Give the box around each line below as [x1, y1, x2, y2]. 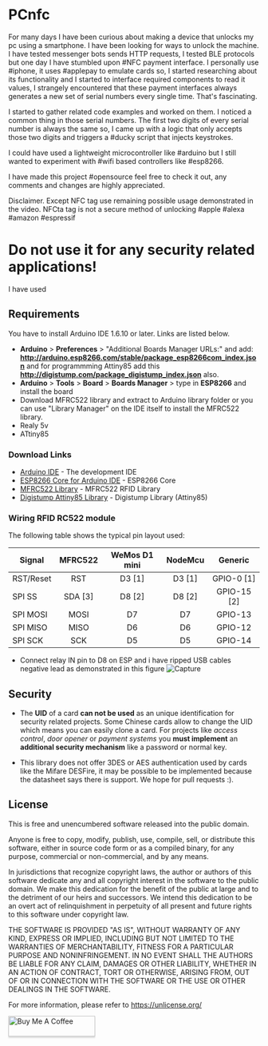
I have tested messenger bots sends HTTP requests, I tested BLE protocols [8, 49, 255, 58]
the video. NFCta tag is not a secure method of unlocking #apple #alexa [8, 204, 245, 213]
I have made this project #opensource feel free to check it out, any [8, 172, 227, 181]
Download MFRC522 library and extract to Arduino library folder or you [19, 395, 254, 404]
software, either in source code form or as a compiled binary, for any [8, 843, 235, 853]
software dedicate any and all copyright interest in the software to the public [8, 875, 259, 885]
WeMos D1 [110, 550, 154, 561]
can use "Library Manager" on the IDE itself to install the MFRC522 [19, 404, 239, 413]
